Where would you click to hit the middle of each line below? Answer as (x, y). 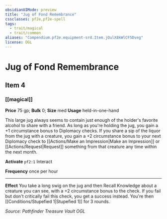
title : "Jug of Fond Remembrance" (41, 14)
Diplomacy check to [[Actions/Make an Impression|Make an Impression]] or (83, 141)
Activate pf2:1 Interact (29, 161)
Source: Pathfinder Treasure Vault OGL (45, 211)
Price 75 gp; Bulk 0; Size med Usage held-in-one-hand (62, 110)
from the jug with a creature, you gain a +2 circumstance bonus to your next (83, 136)
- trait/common (25, 33)
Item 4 (15, 85)
